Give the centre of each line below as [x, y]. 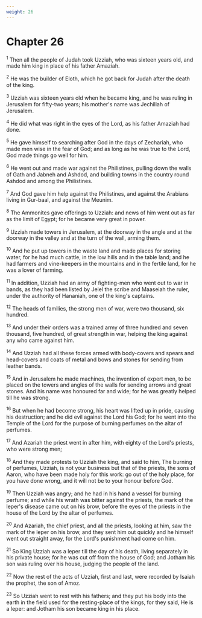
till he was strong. [28, 398]
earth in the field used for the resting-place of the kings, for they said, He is [100, 602]
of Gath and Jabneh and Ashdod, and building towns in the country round [98, 174]
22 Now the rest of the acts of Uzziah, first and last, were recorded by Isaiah [100, 576]
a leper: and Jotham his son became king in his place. [73, 608]
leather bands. [24, 365]
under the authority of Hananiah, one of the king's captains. [80, 295]
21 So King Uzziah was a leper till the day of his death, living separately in [97, 550]
